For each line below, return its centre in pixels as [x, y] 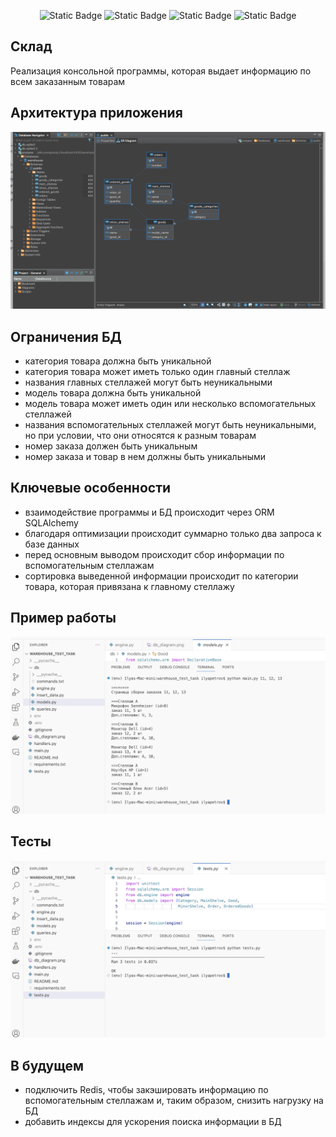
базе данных [52, 544]
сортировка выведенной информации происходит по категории [161, 576]
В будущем [47, 1065]
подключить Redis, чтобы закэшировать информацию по [146, 1090]
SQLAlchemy [51, 522]
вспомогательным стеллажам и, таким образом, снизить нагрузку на [174, 1101]
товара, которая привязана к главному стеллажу [129, 586]
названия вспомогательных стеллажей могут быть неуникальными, [170, 424]
